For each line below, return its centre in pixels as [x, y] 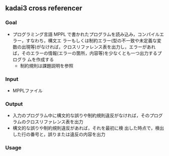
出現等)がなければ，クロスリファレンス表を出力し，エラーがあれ [89, 47]
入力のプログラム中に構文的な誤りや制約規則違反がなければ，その [81, 116]
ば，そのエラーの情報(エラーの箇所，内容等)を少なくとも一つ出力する [85, 53]
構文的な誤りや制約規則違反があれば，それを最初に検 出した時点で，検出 [88, 128]
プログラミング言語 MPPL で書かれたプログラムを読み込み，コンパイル [86, 34]
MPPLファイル [27, 91]
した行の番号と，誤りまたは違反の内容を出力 [59, 134]
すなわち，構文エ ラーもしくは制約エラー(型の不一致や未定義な [92, 40]
